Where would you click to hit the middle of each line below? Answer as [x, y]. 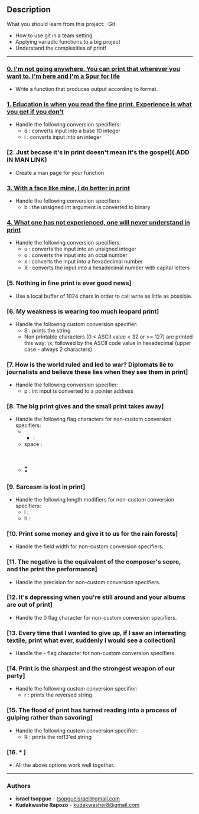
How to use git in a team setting [54, 35]
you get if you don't [35, 112]
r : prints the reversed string [58, 695]
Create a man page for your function [60, 172]
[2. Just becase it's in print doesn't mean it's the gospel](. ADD [98, 152]
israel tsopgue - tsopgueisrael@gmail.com [68, 799]
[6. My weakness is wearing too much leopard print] [83, 311]
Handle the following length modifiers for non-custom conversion [95, 499]
